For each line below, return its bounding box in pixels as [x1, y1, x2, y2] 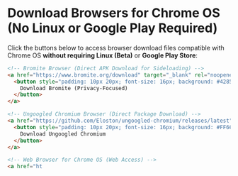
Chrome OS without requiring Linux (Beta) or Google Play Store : [7, 51, 198, 60]
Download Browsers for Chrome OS [7, 5, 221, 21]
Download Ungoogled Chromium [20, 130, 106, 138]
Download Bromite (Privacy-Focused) [20, 84, 129, 92]
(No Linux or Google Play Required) [7, 20, 218, 36]
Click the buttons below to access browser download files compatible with [7, 43, 225, 52]
